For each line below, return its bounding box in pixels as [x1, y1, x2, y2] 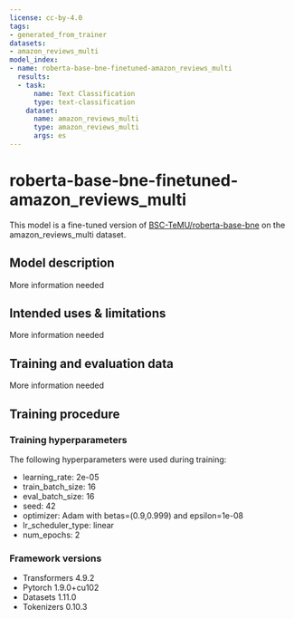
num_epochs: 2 [22, 529, 81, 540]
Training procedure [9, 406, 120, 421]
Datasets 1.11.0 [22, 592, 77, 603]
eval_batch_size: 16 [22, 490, 95, 501]
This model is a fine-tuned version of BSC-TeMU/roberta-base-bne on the [9, 219, 286, 230]
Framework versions [9, 552, 102, 565]
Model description [9, 256, 115, 271]
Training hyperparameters [9, 433, 128, 446]
